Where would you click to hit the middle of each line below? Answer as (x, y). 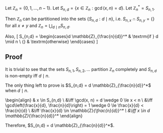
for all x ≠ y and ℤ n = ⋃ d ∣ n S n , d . (38, 26)
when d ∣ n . (17, 90)
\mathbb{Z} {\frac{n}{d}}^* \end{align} (44, 116)
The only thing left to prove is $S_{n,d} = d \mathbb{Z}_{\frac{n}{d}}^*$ (78, 85)
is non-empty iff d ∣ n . (27, 75)
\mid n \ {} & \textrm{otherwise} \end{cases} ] (52, 42)
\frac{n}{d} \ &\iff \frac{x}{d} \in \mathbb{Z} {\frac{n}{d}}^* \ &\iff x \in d (78, 110)
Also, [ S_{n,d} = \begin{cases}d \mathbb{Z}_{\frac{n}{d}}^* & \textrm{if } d (82, 36)
